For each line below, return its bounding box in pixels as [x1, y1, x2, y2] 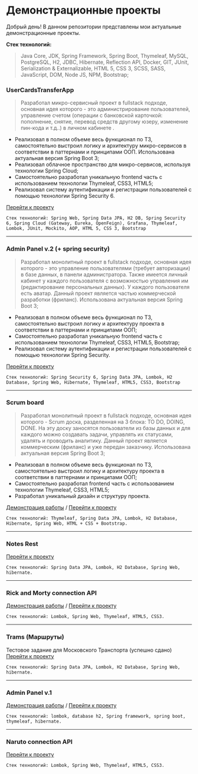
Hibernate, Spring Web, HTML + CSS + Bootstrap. [6, 521, 128, 526]
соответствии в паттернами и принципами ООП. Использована [14, 148, 175, 155]
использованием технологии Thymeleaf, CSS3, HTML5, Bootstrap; [14, 339, 180, 346]
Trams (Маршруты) [6, 633, 65, 641]
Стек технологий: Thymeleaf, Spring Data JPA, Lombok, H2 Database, [6, 515, 178, 521]
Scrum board [6, 398, 44, 406]
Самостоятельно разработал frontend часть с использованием [14, 480, 174, 487]
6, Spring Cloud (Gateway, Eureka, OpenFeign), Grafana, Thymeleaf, [6, 220, 178, 226]
